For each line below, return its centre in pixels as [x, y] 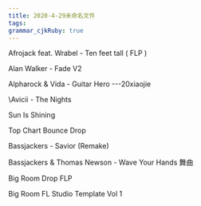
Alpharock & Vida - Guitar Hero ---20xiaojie [80, 84]
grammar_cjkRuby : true [46, 30]
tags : [17, 23]
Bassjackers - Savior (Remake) [59, 146]
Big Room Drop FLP [41, 178]
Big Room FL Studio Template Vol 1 [65, 194]
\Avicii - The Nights [40, 100]
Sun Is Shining [32, 115]
